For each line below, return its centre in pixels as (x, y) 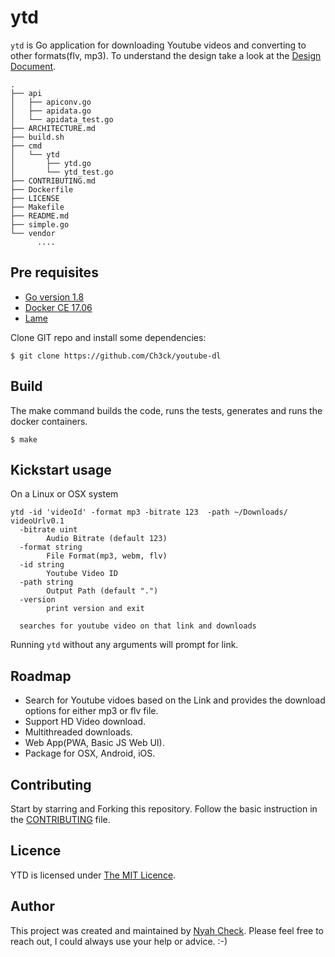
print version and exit (95, 609)
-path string (46, 582)
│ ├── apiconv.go (51, 102)
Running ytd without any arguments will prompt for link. (124, 645)
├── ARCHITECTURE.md (53, 128)
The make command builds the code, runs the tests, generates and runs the (166, 410)
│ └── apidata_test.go (62, 119)
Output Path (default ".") (102, 591)
